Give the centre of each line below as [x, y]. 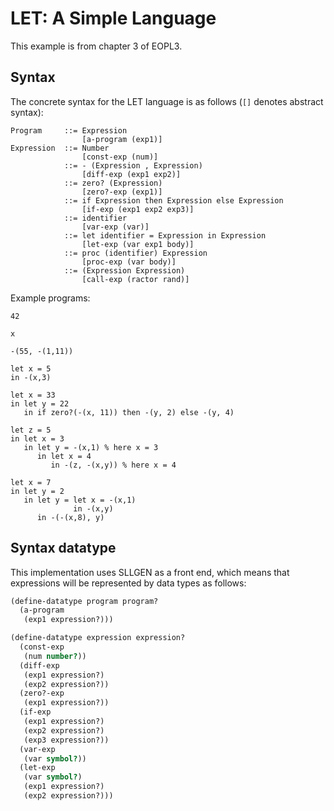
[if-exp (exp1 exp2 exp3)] [138, 209]
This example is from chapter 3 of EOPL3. [96, 46]
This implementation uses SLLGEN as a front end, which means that [150, 572]
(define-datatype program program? [84, 601]
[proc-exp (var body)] [129, 262]
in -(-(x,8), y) [70, 517]
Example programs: [50, 298]
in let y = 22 [40, 403]
